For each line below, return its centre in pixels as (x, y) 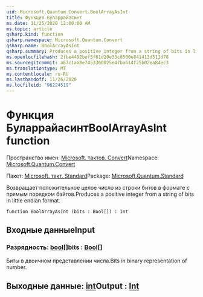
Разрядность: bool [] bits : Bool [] (54, 247)
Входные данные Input (51, 230)
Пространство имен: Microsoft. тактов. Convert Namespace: (82, 158)
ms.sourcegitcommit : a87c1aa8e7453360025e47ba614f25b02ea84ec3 (88, 62)
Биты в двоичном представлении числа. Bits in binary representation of (97, 261)
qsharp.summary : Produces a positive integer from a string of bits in (98, 52)
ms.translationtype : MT (36, 68)
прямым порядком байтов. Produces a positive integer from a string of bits (100, 194)
